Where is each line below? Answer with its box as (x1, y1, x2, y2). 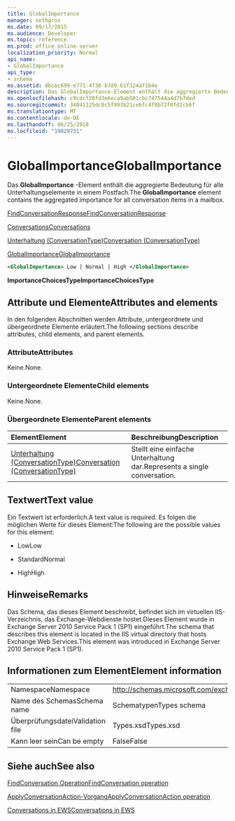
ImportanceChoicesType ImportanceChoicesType (7, 276, 155, 284)
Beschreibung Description (131, 432, 219, 442)
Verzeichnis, (7, 614, 43, 623)
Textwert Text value (7, 495, 94, 506)
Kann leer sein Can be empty (10, 736, 104, 746)
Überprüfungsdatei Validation (10, 716, 106, 726)
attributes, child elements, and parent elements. (7, 330, 145, 338)
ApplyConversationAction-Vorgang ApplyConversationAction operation (7, 792, 211, 801)
